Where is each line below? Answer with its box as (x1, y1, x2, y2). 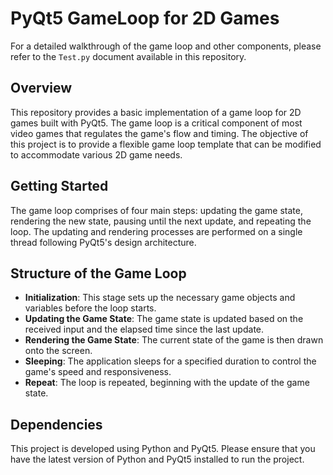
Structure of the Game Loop (10, 265, 187, 282)
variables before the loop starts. (24, 302, 157, 314)
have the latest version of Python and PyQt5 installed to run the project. (10, 453, 305, 466)
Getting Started (10, 178, 109, 195)
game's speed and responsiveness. (24, 366, 172, 378)
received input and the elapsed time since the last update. (24, 323, 265, 336)
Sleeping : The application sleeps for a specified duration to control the (24, 355, 317, 367)
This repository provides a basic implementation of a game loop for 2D (10, 106, 302, 118)
